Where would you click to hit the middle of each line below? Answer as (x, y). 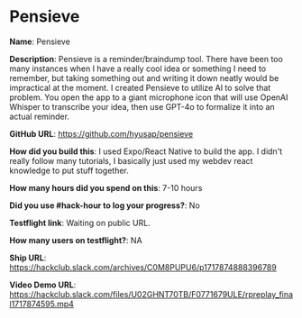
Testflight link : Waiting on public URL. (80, 223)
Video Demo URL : (43, 285)
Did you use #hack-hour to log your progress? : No (105, 205)
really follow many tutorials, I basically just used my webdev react (131, 160)
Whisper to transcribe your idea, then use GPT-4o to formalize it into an (142, 106)
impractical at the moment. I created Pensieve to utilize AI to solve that (140, 87)
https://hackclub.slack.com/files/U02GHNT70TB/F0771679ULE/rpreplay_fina (151, 294)
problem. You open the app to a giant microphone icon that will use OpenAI (149, 97)
